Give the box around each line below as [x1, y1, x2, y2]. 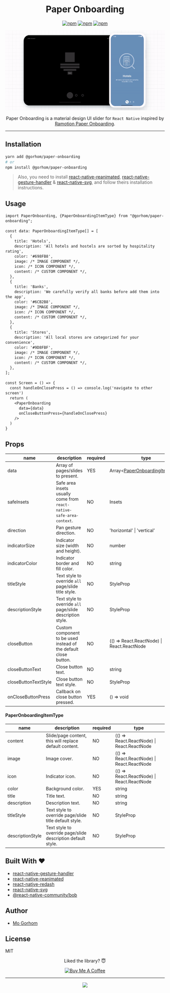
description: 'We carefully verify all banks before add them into [14, 290, 159, 295]
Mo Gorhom [12, 920, 38, 926]
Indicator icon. [46, 773, 76, 779]
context [56, 519, 72, 524]
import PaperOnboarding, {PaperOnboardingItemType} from [5, 214, 128, 219]
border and [56, 560, 79, 566]
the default [56, 646, 78, 652]
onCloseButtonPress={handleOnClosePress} [18, 411, 108, 416]
